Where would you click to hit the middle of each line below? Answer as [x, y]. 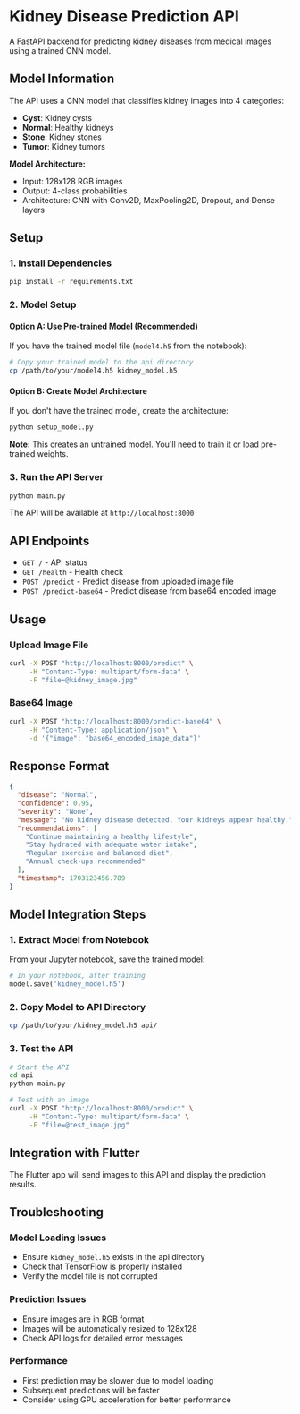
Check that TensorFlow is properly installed [102, 1267]
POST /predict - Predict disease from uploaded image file [128, 582]
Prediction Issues [48, 1299]
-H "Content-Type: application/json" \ [103, 730]
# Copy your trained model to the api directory [101, 363]
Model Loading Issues [58, 1238]
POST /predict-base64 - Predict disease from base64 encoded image [149, 591]
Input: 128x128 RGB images [72, 181]
